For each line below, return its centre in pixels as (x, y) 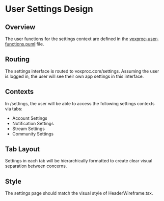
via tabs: (14, 109)
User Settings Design (49, 9)
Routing (17, 59)
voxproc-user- (144, 39)
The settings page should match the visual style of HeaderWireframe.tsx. (79, 193)
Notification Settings (33, 123)
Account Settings (30, 118)
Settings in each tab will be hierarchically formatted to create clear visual (79, 161)
